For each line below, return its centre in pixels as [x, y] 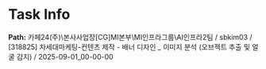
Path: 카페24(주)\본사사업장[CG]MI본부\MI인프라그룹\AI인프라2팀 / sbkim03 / [130, 37]
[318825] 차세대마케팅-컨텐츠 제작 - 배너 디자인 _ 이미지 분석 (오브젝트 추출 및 [129, 47]
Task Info [39, 15]
